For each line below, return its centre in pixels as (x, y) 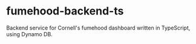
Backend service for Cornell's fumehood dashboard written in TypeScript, (98, 28)
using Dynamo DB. (29, 34)
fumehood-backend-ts (65, 11)
